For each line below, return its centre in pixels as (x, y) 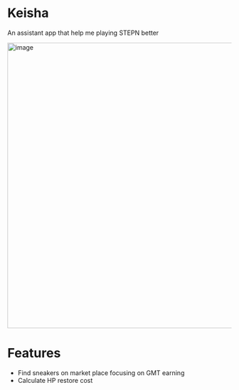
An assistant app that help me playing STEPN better (83, 33)
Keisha (28, 13)
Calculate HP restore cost (55, 380)
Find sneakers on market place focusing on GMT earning (101, 373)
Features (34, 353)
